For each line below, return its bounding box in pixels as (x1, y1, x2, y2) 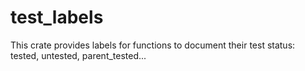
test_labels (10, 6, 104, 29)
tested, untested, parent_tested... (10, 49, 147, 61)
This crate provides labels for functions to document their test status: (10, 39, 296, 51)
